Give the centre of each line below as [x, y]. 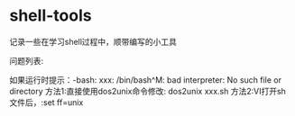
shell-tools [51, 16]
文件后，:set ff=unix [46, 102]
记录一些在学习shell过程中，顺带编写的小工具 [93, 41]
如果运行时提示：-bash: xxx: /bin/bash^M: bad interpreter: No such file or [146, 80]
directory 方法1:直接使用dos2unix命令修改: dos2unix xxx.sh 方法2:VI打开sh [148, 91]
